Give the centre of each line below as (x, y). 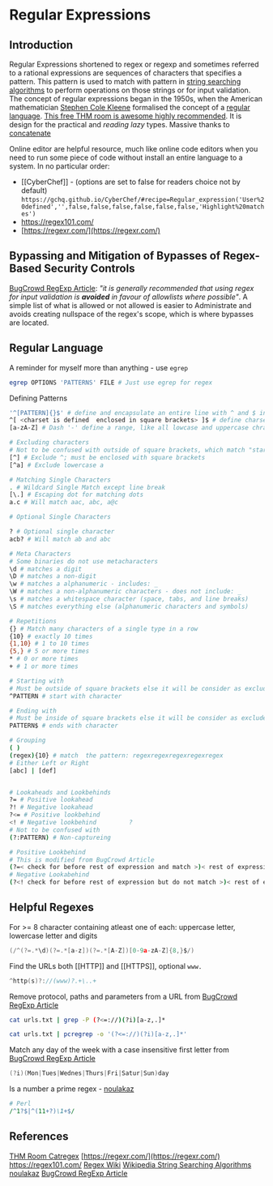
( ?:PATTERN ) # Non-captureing (60, 837)
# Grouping (28, 741)
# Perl (20, 1104)
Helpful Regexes (51, 908)
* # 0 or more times (44, 659)
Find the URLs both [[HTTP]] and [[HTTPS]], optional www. (106, 965)
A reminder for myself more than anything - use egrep (99, 367)
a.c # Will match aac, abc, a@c (64, 503)
